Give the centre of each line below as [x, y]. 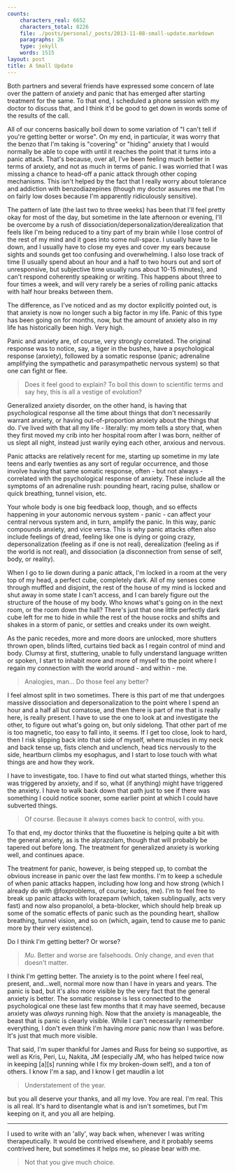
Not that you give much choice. [70, 1162]
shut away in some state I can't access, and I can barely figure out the [108, 595]
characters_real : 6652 [53, 20]
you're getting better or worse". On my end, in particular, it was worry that [114, 137]
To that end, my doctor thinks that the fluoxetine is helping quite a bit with [113, 832]
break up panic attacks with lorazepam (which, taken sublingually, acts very [116, 898]
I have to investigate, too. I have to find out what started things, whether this [117, 775]
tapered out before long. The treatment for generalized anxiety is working [113, 847]
